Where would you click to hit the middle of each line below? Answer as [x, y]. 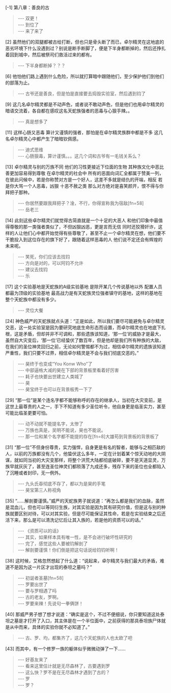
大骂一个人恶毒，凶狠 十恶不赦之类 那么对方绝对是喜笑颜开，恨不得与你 [89, 186]
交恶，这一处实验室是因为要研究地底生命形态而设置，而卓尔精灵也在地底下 [83, 327]
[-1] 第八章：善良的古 [27, 7]
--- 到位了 [28, 25]
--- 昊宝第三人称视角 [39, 490]
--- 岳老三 [28, 210]
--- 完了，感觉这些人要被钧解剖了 [53, 544]
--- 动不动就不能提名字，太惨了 [51, 424]
